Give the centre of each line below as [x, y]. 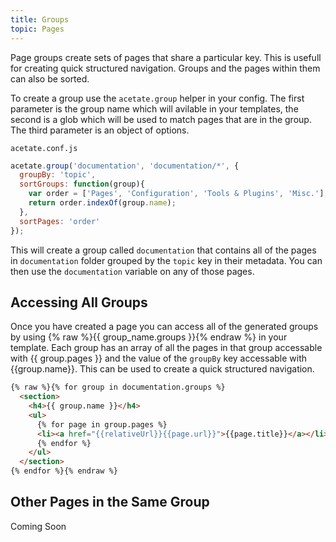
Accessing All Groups [79, 302]
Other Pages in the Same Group [110, 502]
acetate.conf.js [44, 148]
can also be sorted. [50, 78]
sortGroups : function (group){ [82, 184]
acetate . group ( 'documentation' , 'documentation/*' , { [125, 166]
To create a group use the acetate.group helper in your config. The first [157, 98]
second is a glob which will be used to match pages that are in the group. [161, 119]
